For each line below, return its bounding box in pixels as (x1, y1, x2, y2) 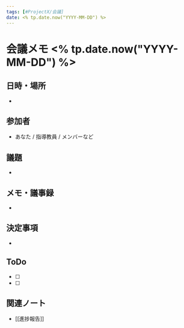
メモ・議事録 (6, 188, 54, 198)
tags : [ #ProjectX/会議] (6, 8, 64, 15)
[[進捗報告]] (14, 315, 44, 323)
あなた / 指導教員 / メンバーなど (14, 133, 94, 140)
